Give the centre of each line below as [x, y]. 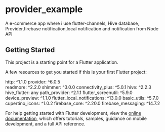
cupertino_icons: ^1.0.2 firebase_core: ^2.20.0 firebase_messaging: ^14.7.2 [83, 103]
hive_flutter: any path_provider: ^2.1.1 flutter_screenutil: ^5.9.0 [69, 93]
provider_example [44, 9]
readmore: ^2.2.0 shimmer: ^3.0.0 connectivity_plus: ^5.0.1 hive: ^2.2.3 [78, 87]
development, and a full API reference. [45, 124]
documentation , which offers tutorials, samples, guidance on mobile [76, 118]
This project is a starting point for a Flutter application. [62, 62]
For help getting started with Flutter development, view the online [73, 113]
